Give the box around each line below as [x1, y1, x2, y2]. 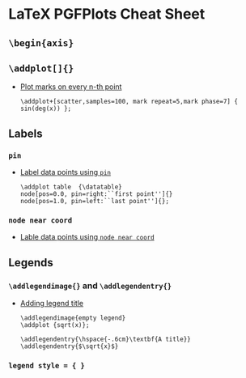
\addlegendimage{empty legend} [19, 314, 126, 322]
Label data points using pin [19, 168, 112, 177]
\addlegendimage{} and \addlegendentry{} [8, 280, 172, 291]
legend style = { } [8, 361, 85, 370]
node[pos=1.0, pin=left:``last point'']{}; [19, 197, 170, 206]
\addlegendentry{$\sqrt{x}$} [19, 342, 119, 350]
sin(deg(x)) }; [19, 104, 72, 113]
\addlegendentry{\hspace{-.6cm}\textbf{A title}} [19, 335, 192, 344]
